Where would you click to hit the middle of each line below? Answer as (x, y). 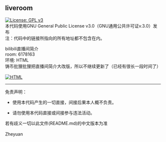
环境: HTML (17, 60)
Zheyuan (14, 134)
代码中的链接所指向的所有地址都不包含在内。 (59, 38)
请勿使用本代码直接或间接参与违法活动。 (53, 112)
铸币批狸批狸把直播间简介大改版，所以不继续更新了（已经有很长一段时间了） (83, 66)
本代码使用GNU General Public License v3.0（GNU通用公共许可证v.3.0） (79, 26)
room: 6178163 (20, 54)
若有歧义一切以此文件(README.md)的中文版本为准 (56, 123)
